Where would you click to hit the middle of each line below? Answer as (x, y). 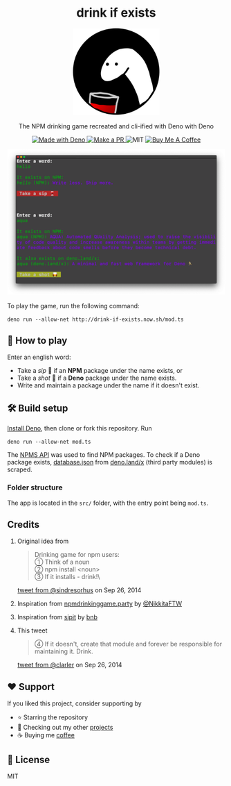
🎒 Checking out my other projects (65, 728)
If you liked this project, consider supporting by (74, 703)
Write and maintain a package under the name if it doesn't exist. (108, 385)
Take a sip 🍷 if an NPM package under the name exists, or (100, 371)
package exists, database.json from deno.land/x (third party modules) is (110, 462)
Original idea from (43, 541)
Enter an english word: (39, 357)
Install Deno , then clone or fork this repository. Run (80, 428)
